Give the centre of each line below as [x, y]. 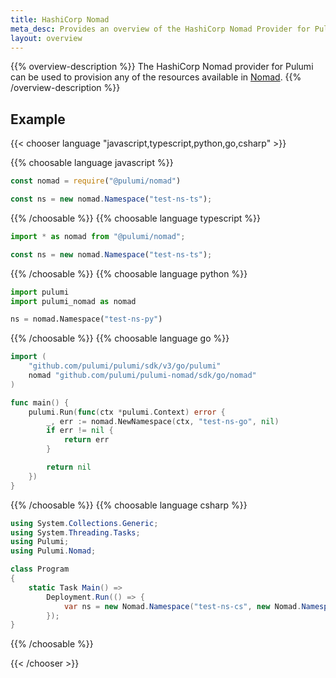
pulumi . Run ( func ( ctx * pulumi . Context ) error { [127, 412]
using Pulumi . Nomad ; [53, 551]
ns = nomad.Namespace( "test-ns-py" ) [86, 319]
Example [38, 119]
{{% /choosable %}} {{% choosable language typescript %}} [136, 218]
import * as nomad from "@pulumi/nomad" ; [98, 236]
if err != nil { [80, 431]
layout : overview [46, 38]
